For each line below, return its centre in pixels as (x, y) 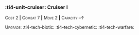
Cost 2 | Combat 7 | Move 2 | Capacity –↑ (45, 18)
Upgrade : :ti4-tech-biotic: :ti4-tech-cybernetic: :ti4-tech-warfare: (70, 27)
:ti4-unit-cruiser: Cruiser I (36, 7)
